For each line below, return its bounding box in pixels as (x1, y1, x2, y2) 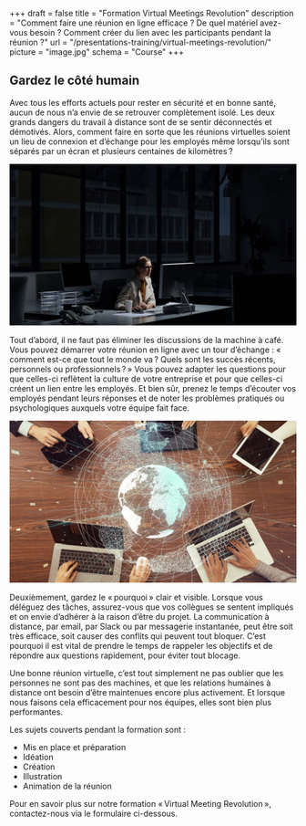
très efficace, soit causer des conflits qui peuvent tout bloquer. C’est (9, 630, 267, 642)
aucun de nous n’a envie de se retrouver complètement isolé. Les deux (9, 107, 275, 118)
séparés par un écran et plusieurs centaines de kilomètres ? (9, 145, 234, 156)
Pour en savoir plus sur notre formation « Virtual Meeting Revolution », (9, 798, 271, 809)
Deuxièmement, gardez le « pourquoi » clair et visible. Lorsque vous (9, 591, 264, 602)
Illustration (22, 770, 63, 781)
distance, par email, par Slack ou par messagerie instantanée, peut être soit (9, 621, 293, 632)
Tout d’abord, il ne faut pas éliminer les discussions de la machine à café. (9, 335, 284, 346)
